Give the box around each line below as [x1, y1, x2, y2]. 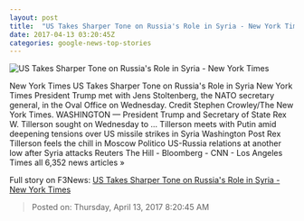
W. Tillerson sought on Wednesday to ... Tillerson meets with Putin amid [9, 119, 277, 130]
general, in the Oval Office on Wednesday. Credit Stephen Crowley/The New [9, 100, 294, 111]
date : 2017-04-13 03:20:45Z [9, 30, 116, 39]
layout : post [9, 13, 59, 23]
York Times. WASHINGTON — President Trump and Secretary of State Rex [9, 109, 287, 120]
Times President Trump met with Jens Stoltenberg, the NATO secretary [9, 90, 275, 101]
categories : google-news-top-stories [9, 38, 152, 48]
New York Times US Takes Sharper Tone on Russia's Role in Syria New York [9, 80, 293, 91]
